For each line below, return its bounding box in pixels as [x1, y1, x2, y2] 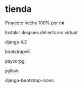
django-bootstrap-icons [5, 77, 54, 83]
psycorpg [5, 58, 25, 64]
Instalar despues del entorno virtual [5, 29, 78, 35]
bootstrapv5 [5, 48, 30, 54]
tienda [5, 3, 32, 15]
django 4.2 [5, 39, 27, 45]
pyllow [5, 68, 19, 74]
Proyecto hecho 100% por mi [5, 20, 64, 26]
